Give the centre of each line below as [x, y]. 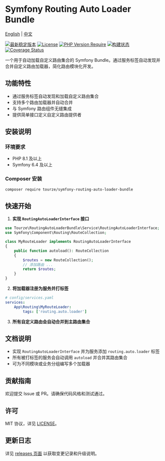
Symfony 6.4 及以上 [32, 165]
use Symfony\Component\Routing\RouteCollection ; [56, 233]
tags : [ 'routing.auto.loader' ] [55, 311]
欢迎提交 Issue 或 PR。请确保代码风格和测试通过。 [56, 394]
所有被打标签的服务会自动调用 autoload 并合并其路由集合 [70, 358]
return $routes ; [39, 269]
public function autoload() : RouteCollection [62, 251]
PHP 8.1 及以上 [27, 158]
